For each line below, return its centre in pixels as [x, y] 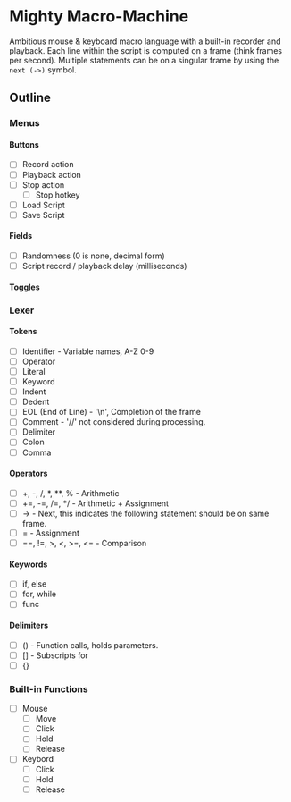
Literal [34, 371]
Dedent [36, 402]
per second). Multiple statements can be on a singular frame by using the [144, 60]
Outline [30, 98]
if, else [34, 584]
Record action [48, 165]
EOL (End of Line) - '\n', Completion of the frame [111, 412]
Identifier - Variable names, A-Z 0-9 [88, 351]
